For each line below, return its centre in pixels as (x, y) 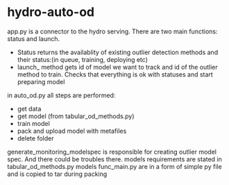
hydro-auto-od (51, 12)
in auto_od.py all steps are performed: (61, 95)
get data (29, 108)
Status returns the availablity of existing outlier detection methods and (118, 52)
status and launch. (34, 38)
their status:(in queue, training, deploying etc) (82, 59)
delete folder (35, 138)
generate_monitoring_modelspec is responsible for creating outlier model (112, 152)
